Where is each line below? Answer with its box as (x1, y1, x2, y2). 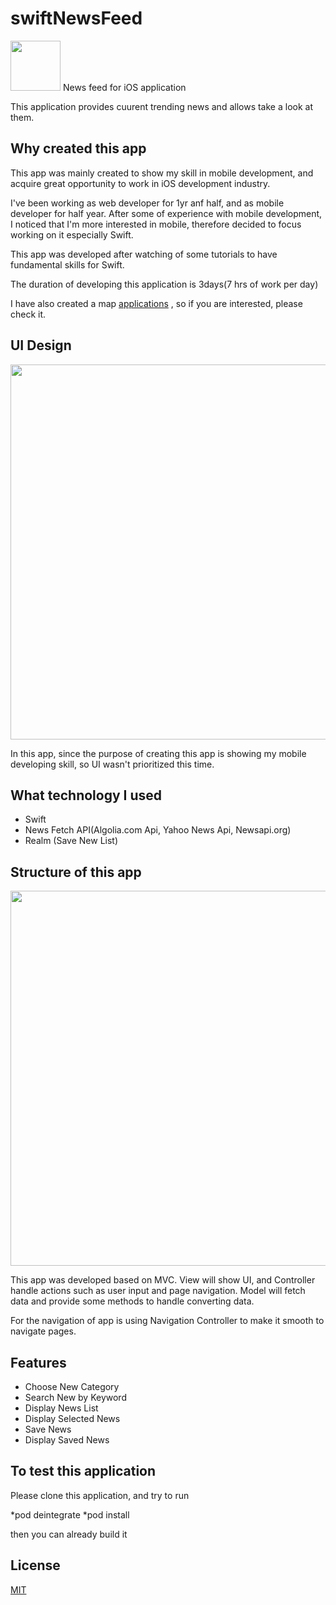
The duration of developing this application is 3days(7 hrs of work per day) (10, 278, 319, 290)
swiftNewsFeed (10, 7, 143, 30)
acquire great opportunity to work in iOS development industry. (10, 177, 271, 189)
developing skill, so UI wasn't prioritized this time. (10, 758, 215, 770)
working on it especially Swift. (10, 228, 134, 241)
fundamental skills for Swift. (10, 258, 125, 271)
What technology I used (10, 787, 163, 804)
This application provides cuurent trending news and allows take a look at (10, 100, 313, 112)
